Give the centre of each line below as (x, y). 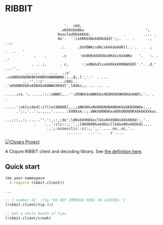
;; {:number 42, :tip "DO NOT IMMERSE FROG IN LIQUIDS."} (65, 200)
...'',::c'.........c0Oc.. (50, 81)
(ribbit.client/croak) (28, 218)
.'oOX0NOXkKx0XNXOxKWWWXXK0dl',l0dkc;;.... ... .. (58, 86)
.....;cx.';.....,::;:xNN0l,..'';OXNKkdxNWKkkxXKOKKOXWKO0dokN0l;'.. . (80, 94)
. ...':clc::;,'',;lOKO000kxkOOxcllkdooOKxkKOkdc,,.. (93, 124)
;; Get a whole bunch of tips (36, 214)
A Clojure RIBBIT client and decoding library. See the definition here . (74, 151)
